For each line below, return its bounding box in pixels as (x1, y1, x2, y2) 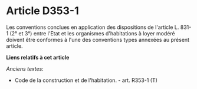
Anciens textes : (6, 65, 44, 72)
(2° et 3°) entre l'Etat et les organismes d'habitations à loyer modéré (9, 29, 175, 37)
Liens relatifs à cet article (6, 54, 70, 61)
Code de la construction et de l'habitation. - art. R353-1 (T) (14, 77, 158, 84)
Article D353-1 (6, 4, 80, 18)
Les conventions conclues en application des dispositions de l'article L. (6, 24, 179, 31)
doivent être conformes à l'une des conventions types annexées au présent (6, 36, 190, 43)
